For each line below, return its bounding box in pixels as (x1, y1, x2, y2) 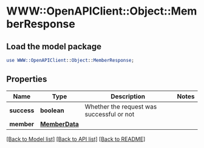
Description (110, 92, 146, 101)
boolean (40, 106, 65, 115)
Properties (6, 74, 47, 84)
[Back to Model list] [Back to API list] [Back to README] (6, 135, 146, 143)
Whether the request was (84, 102, 157, 110)
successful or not (84, 110, 135, 118)
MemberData (40, 119, 79, 128)
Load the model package (6, 41, 102, 52)
